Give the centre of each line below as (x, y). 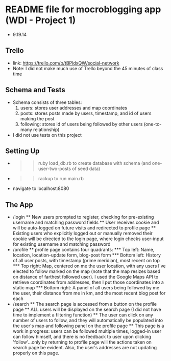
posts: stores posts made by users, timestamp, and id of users (86, 113)
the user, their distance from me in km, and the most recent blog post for (89, 293)
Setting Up (22, 151)
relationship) (46, 130)
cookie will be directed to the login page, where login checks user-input (88, 239)
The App (19, 205)
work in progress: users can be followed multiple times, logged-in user (87, 331)
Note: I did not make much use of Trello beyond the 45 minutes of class (88, 68)
